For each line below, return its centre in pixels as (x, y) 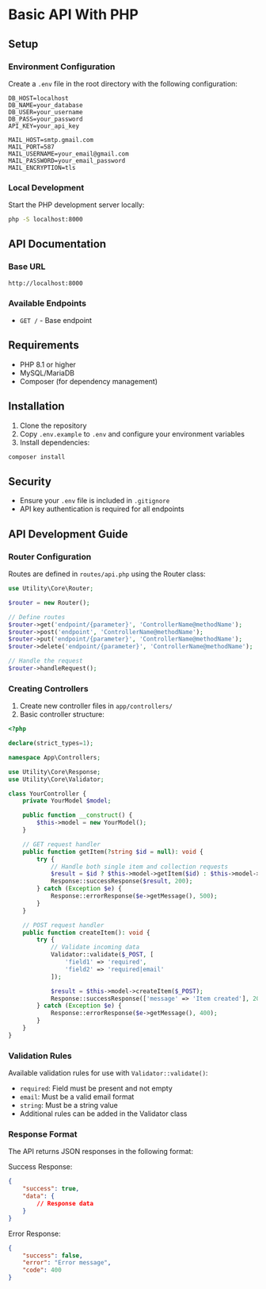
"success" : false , (53, 1256)
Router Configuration (50, 556)
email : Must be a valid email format (77, 1097)
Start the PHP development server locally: (76, 205)
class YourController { (47, 794)
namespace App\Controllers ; (55, 757)
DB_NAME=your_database (46, 105)
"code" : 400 (42, 1270)
